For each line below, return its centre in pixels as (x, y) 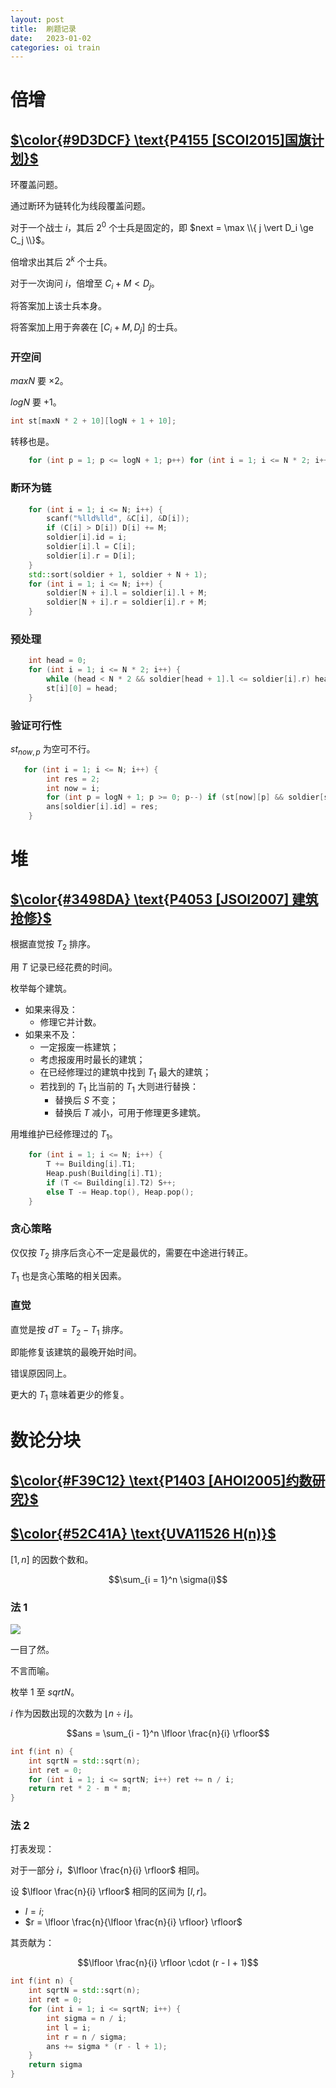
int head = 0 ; (57, 661)
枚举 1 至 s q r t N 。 (45, 1692)
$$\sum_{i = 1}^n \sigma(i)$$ (168, 1579)
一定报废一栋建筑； (79, 1047)
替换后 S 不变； (86, 1100)
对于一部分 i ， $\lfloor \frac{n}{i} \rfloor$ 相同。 (107, 1870)
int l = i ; (69, 2027)
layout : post (37, 19)
